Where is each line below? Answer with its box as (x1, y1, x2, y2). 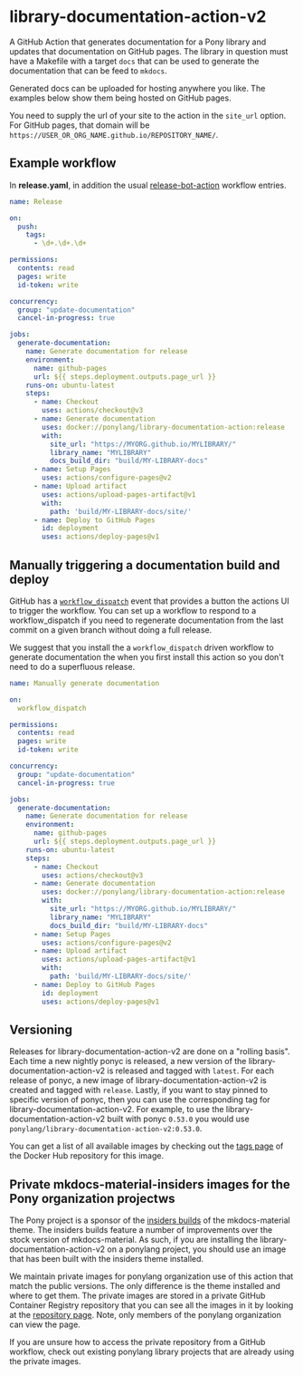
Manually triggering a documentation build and (9, 557, 280, 573)
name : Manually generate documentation (9, 678, 160, 688)
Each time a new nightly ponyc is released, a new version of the (9, 1056, 247, 1067)
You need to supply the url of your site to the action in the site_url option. (9, 110, 287, 121)
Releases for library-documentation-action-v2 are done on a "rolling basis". (9, 1046, 291, 1057)
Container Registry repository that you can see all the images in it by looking (9, 1300, 294, 1311)
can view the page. (9, 1319, 81, 1330)
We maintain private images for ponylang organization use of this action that (9, 1271, 294, 1282)
